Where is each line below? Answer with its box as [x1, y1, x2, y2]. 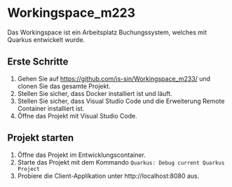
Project [17, 165, 40, 172]
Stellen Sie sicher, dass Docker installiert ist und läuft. [17, 89, 173, 97]
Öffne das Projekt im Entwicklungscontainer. [17, 151, 146, 159]
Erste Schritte [7, 56, 69, 68]
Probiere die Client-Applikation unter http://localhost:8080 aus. [17, 172, 200, 180]
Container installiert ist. [17, 104, 85, 113]
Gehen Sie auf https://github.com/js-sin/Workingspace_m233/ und [17, 74, 211, 83]
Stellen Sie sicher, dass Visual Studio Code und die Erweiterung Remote [17, 97, 225, 105]
